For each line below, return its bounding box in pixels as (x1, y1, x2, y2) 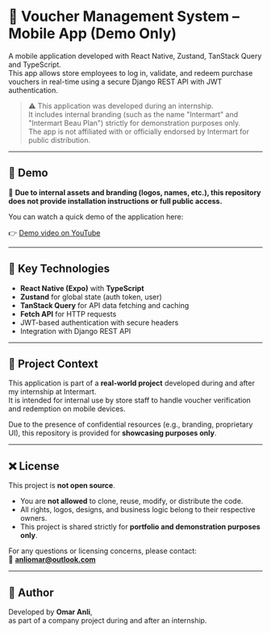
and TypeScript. (8, 60, 62, 69)
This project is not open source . (8, 481, 115, 490)
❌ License (8, 459, 60, 473)
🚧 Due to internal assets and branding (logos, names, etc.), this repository (8, 187, 261, 197)
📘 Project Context (8, 356, 98, 370)
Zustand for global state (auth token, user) (19, 292, 163, 302)
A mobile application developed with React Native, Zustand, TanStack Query (8, 51, 262, 60)
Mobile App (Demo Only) (8, 24, 177, 43)
